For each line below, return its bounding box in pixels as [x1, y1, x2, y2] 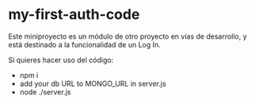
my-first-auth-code [8, 6, 140, 24]
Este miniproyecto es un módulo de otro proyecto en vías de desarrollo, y [8, 32, 247, 41]
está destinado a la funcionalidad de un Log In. [8, 39, 161, 49]
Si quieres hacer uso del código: [8, 55, 114, 65]
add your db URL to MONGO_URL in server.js [19, 79, 166, 88]
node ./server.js [19, 87, 71, 96]
